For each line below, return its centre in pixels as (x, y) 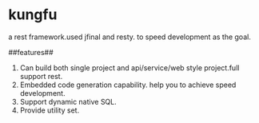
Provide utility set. (50, 110)
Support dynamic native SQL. (68, 101)
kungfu (33, 15)
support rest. (41, 76)
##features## (31, 52)
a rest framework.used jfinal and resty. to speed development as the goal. (130, 37)
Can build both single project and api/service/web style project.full (129, 67)
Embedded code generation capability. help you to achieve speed (128, 85)
